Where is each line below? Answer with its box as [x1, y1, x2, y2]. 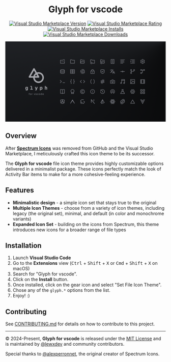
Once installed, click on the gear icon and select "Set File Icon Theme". [12, 282, 162, 288]
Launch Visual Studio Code [12, 255, 71, 261]
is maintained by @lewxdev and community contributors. [5, 341, 125, 347]
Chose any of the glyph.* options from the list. [12, 287, 110, 293]
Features [5, 186, 34, 194]
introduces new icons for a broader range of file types [12, 227, 126, 233]
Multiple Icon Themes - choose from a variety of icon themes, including [12, 205, 165, 211]
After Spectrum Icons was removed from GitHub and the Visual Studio [5, 145, 154, 151]
